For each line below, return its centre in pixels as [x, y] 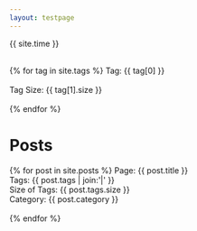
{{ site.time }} [34, 43]
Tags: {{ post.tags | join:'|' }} [62, 180]
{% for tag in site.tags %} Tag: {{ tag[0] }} [87, 70]
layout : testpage [42, 18]
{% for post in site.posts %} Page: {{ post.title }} [99, 170]
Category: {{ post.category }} [64, 199]
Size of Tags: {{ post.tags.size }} [70, 189]
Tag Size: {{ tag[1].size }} [56, 89]
